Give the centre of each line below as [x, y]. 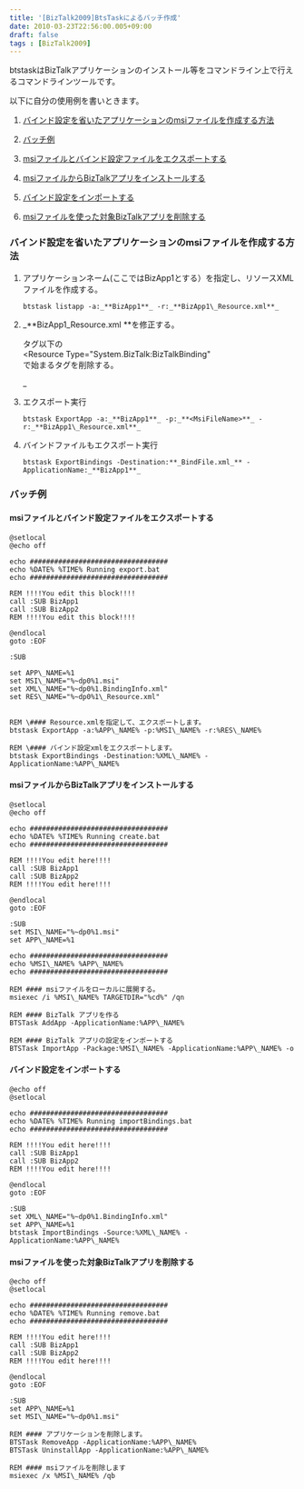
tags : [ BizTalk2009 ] [50, 43]
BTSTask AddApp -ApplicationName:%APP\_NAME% [97, 1023]
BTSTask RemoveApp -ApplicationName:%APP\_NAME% [103, 1443]
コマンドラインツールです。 [69, 82]
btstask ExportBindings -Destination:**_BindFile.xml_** [132, 462]
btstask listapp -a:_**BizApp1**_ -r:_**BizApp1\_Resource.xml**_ [151, 306]
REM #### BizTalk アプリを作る [64, 1014]
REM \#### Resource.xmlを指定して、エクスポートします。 [108, 722]
